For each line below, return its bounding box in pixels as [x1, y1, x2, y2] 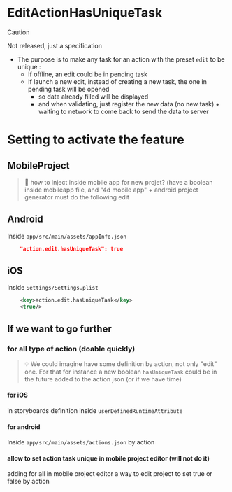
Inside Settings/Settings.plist [7, 283, 99, 292]
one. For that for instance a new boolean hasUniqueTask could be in [24, 367, 217, 376]
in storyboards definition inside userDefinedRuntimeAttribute [7, 407, 183, 415]
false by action [7, 477, 50, 486]
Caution [7, 28, 30, 36]
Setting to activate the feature [7, 132, 184, 148]
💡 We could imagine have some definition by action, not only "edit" [24, 359, 217, 368]
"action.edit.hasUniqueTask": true [20, 245, 124, 253]
